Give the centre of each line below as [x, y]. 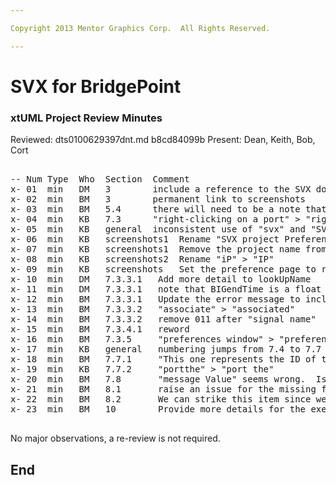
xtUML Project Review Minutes [86, 118]
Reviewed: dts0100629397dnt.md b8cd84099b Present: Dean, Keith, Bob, [163, 140]
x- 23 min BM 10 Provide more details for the [158, 409]
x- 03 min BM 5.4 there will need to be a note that [168, 209]
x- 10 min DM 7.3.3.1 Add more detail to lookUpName [161, 279]
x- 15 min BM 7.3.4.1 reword [100, 329]
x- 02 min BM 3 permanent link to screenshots [158, 199]
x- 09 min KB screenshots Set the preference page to [163, 269]
